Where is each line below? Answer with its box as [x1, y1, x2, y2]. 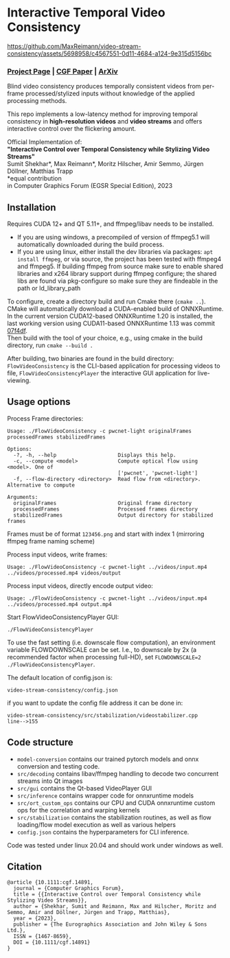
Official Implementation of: [7, 138, 82, 146]
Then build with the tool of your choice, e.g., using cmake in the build [7, 334, 203, 342]
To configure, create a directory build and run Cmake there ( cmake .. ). [7, 297, 206, 306]
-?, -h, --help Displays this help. [13, 452, 176, 458]
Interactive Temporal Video [7, 5, 166, 21]
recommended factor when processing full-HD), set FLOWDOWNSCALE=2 [7, 653, 201, 661]
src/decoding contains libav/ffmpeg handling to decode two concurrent [16, 769, 219, 778]
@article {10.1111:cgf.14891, [7, 879, 94, 886]
